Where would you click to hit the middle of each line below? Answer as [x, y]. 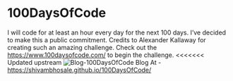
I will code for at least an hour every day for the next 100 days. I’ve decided [117, 32]
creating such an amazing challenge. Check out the [82, 47]
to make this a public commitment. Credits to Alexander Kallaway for [107, 39]
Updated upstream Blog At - [84, 62]
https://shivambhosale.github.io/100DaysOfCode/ [79, 70]
